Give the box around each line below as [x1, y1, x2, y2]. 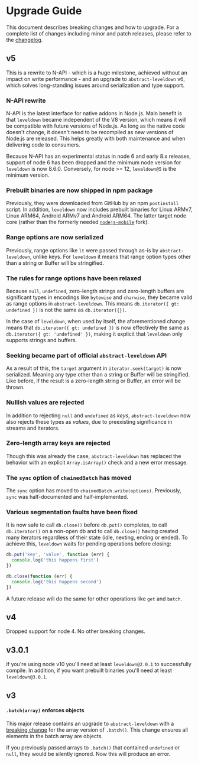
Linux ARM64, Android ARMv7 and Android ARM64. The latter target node [6, 212, 187, 219]
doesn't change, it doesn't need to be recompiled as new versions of [6, 129, 174, 136]
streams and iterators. [6, 424, 60, 431]
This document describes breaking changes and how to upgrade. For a [6, 24, 179, 31]
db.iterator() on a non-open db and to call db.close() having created [6, 528, 178, 535]
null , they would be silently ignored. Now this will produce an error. [6, 750, 171, 757]
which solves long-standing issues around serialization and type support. [6, 82, 185, 89]
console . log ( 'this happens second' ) [11, 579, 102, 585]
